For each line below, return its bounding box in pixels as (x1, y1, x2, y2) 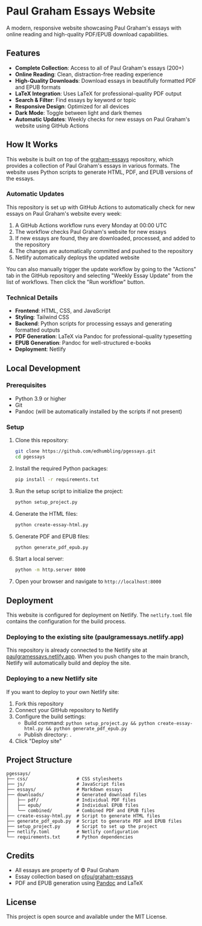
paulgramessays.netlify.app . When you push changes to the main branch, (6, 653, 189, 660)
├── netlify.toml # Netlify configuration (6, 829, 139, 835)
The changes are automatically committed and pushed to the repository (14, 247, 194, 254)
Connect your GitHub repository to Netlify (14, 706, 119, 713)
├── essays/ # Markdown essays (6, 786, 122, 793)
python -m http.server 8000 (14, 567, 86, 573)
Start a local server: (14, 555, 65, 562)
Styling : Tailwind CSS (14, 313, 69, 321)
